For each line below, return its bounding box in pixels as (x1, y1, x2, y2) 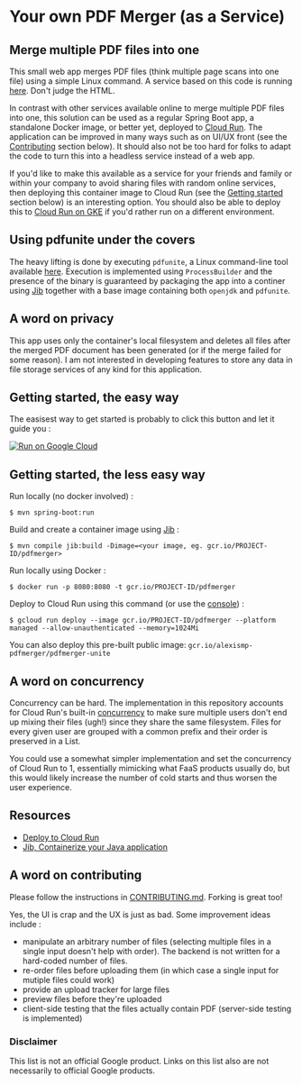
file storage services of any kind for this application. (9, 363, 203, 375)
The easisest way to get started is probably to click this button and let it (9, 414, 275, 424)
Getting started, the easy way (9, 390, 179, 406)
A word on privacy (9, 311, 114, 326)
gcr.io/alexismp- (188, 642, 253, 651)
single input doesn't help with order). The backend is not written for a (22, 945, 281, 956)
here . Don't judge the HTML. (9, 86, 115, 96)
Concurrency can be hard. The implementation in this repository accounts (9, 697, 284, 708)
